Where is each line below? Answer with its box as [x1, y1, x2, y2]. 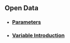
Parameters [11, 19, 41, 26]
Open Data [4, 4, 38, 12]
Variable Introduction [11, 32, 65, 39]
